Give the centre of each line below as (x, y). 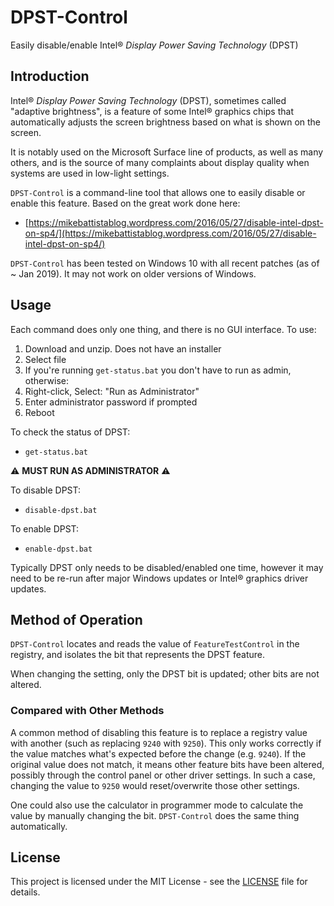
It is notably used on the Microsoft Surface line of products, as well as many (167, 152)
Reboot (39, 412)
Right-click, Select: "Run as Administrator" (112, 391)
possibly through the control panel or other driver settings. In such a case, (163, 775)
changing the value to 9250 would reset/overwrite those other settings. (155, 785)
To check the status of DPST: (70, 432)
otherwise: (47, 380)
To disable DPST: (46, 490)
